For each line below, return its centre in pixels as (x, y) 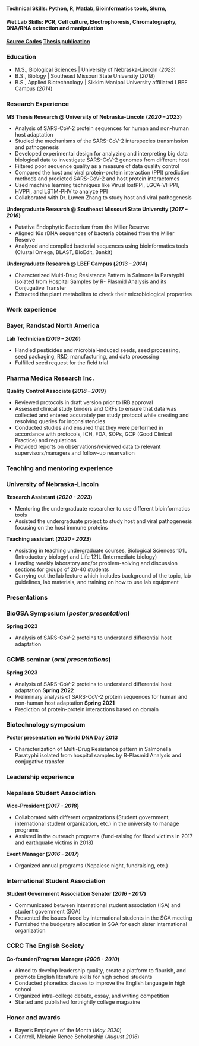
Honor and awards (33, 1017)
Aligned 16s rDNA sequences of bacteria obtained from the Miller (94, 233)
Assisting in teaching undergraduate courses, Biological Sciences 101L (101, 551)
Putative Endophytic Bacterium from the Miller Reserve (82, 227)
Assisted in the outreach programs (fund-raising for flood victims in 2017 (104, 836)
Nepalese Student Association (51, 793)
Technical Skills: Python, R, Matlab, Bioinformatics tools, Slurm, (86, 8)
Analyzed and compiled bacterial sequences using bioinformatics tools (101, 246)
